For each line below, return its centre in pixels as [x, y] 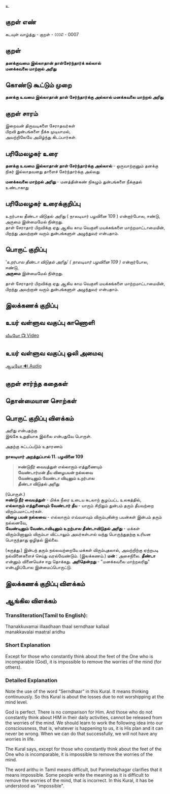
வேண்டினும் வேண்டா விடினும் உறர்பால [56, 478]
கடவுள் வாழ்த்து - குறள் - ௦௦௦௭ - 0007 [42, 34]
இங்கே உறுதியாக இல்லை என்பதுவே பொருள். [48, 436]
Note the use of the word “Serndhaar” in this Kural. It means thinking [77, 691]
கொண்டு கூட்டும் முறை [39, 85]
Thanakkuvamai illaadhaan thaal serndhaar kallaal [57, 627]
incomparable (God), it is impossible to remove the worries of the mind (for [83, 662]
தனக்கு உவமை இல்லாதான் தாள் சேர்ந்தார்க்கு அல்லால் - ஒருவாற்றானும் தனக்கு [82, 166]
